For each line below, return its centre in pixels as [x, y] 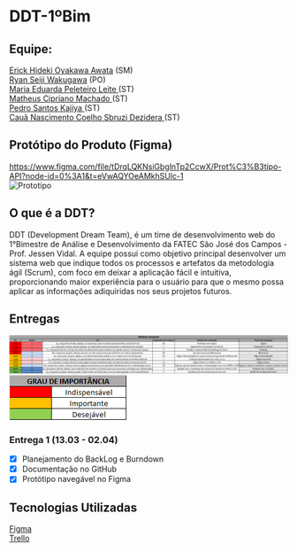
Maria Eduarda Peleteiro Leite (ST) [72, 89]
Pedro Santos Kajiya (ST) [55, 108]
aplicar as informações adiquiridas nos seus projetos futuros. [121, 291]
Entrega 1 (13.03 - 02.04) [64, 439]
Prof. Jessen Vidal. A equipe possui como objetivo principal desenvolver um [148, 253]
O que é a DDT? [52, 213]
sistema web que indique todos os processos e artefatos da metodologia [142, 262]
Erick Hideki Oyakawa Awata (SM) [71, 70]
